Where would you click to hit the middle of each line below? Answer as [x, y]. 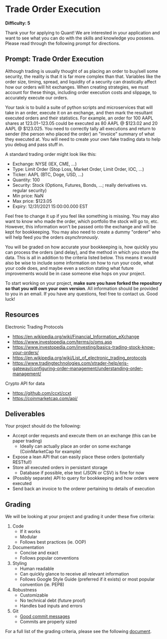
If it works [30, 532]
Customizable [34, 595]
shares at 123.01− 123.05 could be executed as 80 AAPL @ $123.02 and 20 [82, 123]
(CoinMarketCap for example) [50, 452]
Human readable [37, 569]
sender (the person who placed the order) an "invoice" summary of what [80, 134]
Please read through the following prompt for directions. [63, 43]
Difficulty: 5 [18, 23]
